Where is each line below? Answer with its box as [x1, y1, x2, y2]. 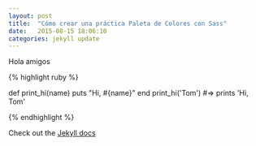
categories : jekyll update [8, 34, 100, 43]
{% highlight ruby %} [8, 72, 79, 82]
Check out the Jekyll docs [8, 128, 96, 138]
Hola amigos [8, 57, 50, 67]
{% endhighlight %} [8, 113, 75, 122]
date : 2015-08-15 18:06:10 [8, 27, 107, 35]
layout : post [8, 11, 53, 20]
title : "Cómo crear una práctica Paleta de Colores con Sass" [8, 19, 228, 28]
